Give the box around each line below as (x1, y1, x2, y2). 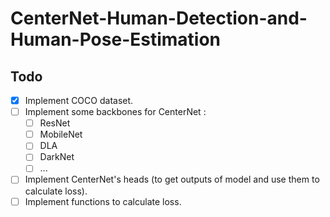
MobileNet (39, 128, 83, 141)
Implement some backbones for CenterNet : (24, 106, 207, 118)
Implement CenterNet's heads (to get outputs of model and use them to (24, 173, 320, 186)
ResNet (39, 117, 71, 129)
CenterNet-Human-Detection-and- (10, 7, 308, 30)
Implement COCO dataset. (24, 95, 134, 106)
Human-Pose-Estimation (10, 28, 222, 51)
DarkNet (39, 151, 75, 163)
